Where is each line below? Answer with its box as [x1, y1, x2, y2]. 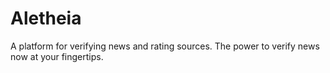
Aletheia [10, 7, 82, 30]
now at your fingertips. [10, 50, 104, 62]
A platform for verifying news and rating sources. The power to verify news [10, 40, 320, 52]
